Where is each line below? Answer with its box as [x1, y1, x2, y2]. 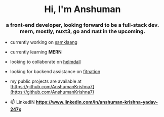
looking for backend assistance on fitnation [10, 69, 100, 75]
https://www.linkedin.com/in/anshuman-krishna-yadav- [35, 99, 158, 105]
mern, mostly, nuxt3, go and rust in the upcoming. [19, 28, 146, 35]
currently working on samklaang [10, 39, 77, 45]
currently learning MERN [10, 49, 62, 55]
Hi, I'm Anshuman [44, 4, 121, 15]
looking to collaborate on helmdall [10, 59, 81, 65]
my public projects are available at [10, 78, 82, 84]
